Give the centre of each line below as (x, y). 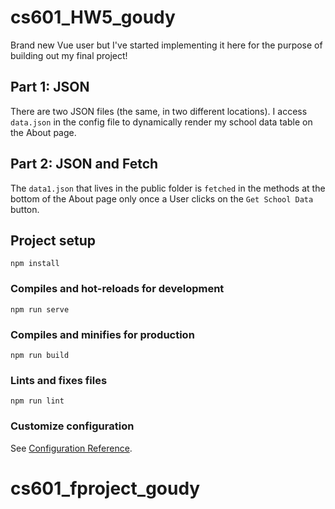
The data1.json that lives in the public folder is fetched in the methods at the (168, 188)
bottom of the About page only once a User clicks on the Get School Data (162, 198)
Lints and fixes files (59, 380)
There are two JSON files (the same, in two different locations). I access (159, 111)
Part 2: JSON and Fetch (84, 164)
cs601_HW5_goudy (93, 17)
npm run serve (40, 309)
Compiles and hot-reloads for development (117, 289)
